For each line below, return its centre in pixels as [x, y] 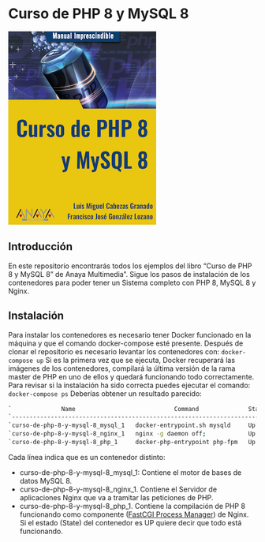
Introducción [41, 247]
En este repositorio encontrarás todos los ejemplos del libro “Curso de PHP [130, 266]
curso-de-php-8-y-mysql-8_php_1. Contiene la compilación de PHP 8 [132, 506]
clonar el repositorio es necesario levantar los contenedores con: [114, 351]
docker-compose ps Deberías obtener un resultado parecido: [105, 393]
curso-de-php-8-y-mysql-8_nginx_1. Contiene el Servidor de [118, 489]
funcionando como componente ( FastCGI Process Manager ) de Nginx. [134, 514]
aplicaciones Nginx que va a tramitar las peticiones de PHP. [116, 497]
